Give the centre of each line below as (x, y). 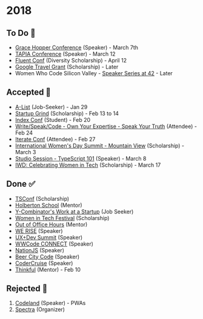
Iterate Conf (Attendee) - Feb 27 (55, 139)
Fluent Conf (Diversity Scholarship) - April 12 (71, 60)
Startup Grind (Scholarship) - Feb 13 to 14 (67, 113)
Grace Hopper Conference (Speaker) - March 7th (76, 47)
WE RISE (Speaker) (39, 230)
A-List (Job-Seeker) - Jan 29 (51, 107)
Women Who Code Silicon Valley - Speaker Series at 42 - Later (94, 73)
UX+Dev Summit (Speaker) (49, 237)
